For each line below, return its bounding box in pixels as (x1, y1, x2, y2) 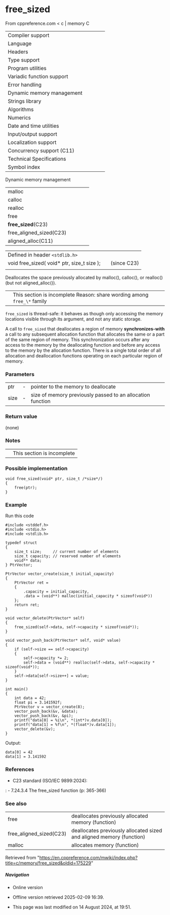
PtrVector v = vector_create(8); (14, 705, 85, 710)
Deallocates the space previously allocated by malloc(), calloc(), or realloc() (5, 274, 163, 280)
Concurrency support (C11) (8, 147, 75, 154)
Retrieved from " (5, 855, 39, 861)
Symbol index (8, 163, 40, 170)
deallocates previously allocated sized (71, 827, 162, 834)
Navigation (5, 871, 29, 877)
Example (5, 501, 27, 508)
